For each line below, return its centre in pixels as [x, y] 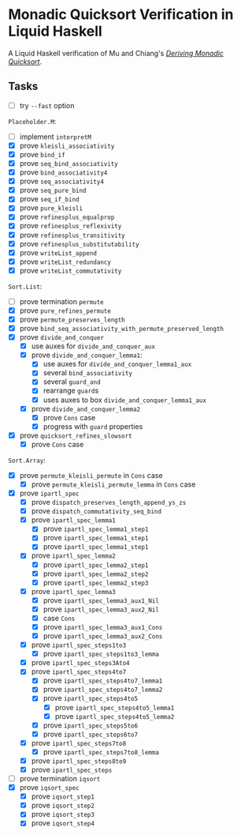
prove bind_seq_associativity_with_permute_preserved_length [122, 328]
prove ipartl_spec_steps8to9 [79, 761]
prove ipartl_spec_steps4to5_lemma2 [115, 716]
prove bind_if [42, 154]
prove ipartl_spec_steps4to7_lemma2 [103, 690]
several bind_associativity [87, 373]
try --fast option [47, 105]
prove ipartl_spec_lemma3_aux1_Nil [101, 600]
